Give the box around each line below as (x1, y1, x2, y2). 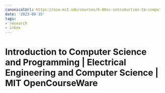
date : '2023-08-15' (5, 12, 45, 17)
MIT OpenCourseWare (5, 78, 98, 89)
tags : (5, 16, 16, 21)
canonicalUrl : (5, 7, 34, 12)
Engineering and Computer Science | (5, 67, 159, 78)
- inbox (5, 25, 21, 30)
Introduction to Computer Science (5, 46, 147, 58)
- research (5, 21, 27, 26)
